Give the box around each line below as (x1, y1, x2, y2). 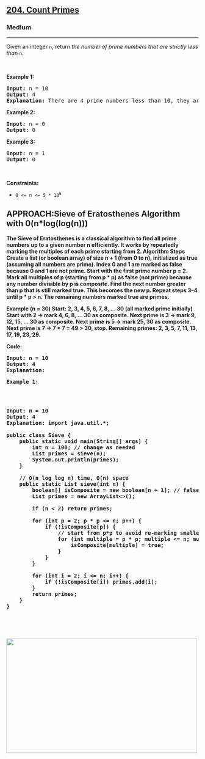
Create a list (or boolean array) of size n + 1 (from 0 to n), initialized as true (6, 254, 198, 262)
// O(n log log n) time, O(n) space (19, 474, 129, 482)
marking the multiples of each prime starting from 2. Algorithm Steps (6, 248, 185, 255)
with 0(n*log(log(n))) (6, 218, 88, 229)
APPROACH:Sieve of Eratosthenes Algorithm (6, 209, 181, 219)
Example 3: (6, 137, 35, 145)
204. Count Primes (6, 5, 79, 15)
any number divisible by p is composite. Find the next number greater (6, 280, 186, 287)
